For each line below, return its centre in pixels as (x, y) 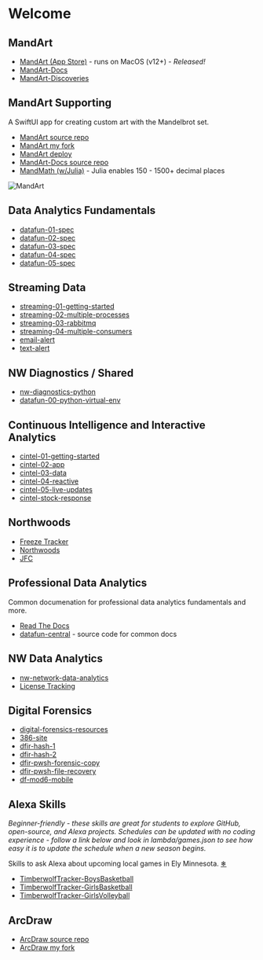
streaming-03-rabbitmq (58, 323)
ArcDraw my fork (47, 947)
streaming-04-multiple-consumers (76, 332)
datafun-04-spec (47, 254)
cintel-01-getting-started (60, 456)
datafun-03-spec (47, 246)
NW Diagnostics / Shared (71, 373)
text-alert (35, 348)
